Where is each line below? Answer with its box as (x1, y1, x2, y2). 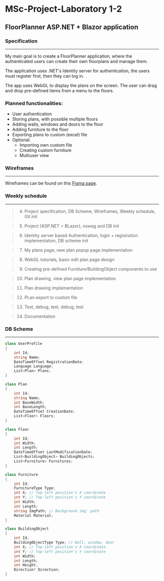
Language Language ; (14, 364, 54, 369)
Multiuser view (19, 152, 49, 158)
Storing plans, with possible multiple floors (12, 116, 98, 122)
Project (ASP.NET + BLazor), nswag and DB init (24, 223, 120, 229)
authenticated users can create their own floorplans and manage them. (5, 58, 148, 64)
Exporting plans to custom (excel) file (12, 132, 87, 138)
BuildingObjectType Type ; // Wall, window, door (14, 540, 115, 545)
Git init (24, 214, 38, 219)
